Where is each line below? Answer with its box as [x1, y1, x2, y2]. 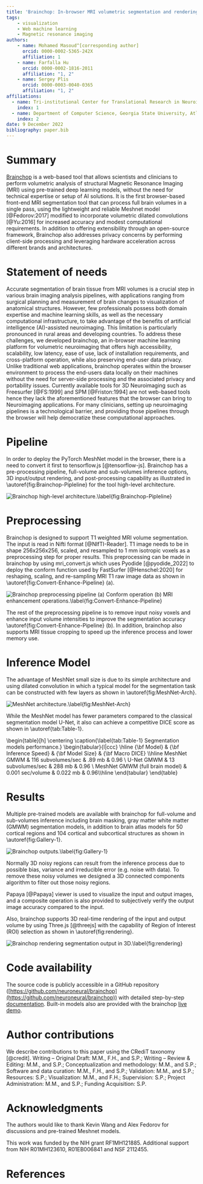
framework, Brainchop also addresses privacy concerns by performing [6, 231, 182, 238]
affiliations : [6, 93, 42, 99]
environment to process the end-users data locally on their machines [6, 369, 178, 376]
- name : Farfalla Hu [17, 59, 69, 65]
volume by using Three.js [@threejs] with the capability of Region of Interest [6, 921, 196, 928]
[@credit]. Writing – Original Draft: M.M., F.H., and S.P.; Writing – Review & [6, 1054, 190, 1062]
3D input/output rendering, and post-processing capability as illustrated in [6, 474, 191, 481]
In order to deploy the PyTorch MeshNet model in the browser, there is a [6, 455, 186, 462]
